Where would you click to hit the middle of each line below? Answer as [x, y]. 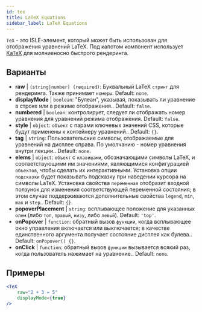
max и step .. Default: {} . [44, 203]
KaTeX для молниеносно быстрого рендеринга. [68, 53]
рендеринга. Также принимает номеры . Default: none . [82, 93]
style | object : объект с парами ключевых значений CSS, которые [99, 125]
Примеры [26, 273]
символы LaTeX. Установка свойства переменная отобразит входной [102, 183]
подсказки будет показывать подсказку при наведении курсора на [100, 177]
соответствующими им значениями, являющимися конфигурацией [102, 164]
